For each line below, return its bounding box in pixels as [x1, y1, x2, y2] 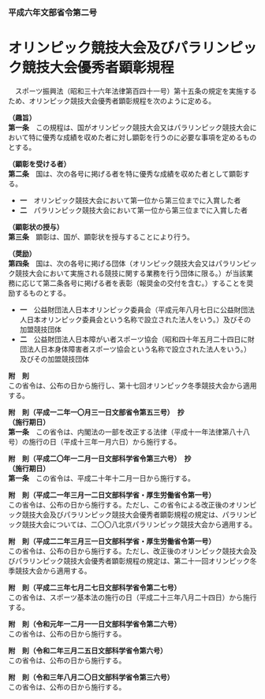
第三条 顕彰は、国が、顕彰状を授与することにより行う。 [8, 232, 195, 241]
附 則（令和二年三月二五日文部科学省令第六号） [8, 645, 167, 655]
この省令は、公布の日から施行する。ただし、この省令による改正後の [8, 500, 230, 509]
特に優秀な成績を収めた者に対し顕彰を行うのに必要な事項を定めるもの [28, 132, 257, 142]
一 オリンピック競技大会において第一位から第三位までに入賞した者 [19, 195, 241, 205]
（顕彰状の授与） [8, 222, 64, 232]
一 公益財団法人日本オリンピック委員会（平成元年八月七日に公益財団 [19, 305, 248, 314]
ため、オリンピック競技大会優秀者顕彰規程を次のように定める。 [8, 96, 215, 106]
